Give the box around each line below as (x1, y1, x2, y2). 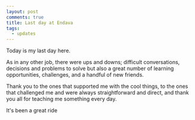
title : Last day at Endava (6, 20, 73, 26)
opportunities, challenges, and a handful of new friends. (6, 71, 144, 78)
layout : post (6, 8, 39, 15)
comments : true (6, 14, 44, 20)
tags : (6, 25, 20, 31)
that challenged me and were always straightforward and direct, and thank (6, 89, 189, 96)
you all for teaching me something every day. (6, 96, 117, 103)
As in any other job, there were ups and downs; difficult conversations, (6, 59, 180, 66)
